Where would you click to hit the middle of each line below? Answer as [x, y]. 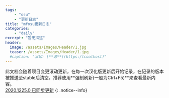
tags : [11, 10]
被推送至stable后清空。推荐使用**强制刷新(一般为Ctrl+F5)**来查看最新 [78, 78]
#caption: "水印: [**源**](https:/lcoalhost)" [58, 57]
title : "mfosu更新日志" [28, 24]
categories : [18, 29]
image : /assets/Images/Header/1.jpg [48, 47]
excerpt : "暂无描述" [25, 38]
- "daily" [25, 33]
